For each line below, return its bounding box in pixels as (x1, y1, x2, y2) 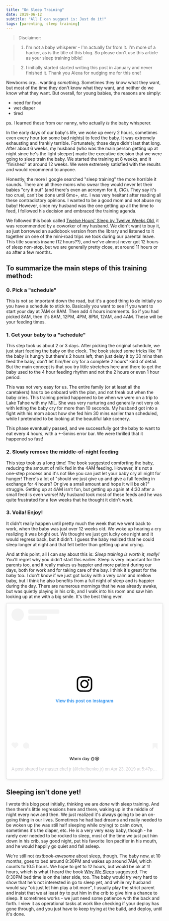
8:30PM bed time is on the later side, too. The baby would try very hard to (6, 874, 158, 880)
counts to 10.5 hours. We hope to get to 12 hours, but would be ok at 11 (6, 864, 151, 870)
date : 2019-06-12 (6, 12, 42, 17)
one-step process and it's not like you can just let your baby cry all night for (6, 470, 161, 476)
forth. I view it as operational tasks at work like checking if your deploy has (6, 901, 159, 907)
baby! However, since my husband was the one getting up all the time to (6, 203, 154, 209)
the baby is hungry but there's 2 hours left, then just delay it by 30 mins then (6, 353, 163, 359)
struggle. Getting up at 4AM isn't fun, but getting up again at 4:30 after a (6, 486, 155, 492)
